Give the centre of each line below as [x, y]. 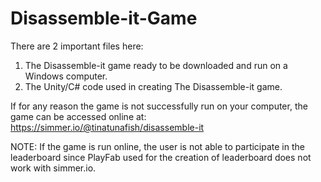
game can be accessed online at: [78, 116]
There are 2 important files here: [77, 46]
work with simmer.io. [53, 168]
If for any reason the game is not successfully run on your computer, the [159, 106]
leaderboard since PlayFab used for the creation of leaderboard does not [161, 157]
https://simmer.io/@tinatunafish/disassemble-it [107, 127]
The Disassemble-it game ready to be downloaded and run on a [156, 65]
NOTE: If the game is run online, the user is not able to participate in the [157, 146]
